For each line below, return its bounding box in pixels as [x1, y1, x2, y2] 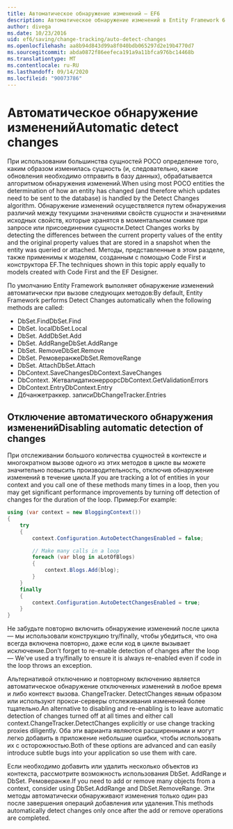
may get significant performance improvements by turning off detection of [7, 488, 220, 497]
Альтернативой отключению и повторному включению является [7, 675, 200, 683]
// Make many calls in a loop [32, 547, 120, 555]
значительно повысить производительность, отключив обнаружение [7, 466, 214, 475]
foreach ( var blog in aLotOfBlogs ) [32, 554, 136, 561]
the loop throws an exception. [7, 662, 93, 670]
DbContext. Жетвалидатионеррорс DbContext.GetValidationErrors [17, 376, 209, 384]
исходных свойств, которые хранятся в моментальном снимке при [7, 216, 208, 224]
